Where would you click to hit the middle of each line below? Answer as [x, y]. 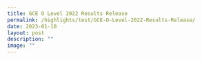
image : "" [21, 46]
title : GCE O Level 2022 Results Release [68, 13]
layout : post [26, 33]
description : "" [30, 39]
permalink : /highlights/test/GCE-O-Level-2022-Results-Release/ [101, 20]
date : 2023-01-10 [32, 26]
